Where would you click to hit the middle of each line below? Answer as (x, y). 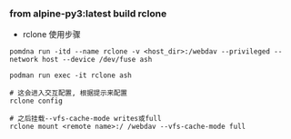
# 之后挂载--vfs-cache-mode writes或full (85, 119)
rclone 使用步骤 (51, 35)
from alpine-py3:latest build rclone (88, 14)
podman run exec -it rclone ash (70, 75)
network (24, 60)
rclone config (36, 101)
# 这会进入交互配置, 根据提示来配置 (68, 94)
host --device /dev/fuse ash (97, 60)
